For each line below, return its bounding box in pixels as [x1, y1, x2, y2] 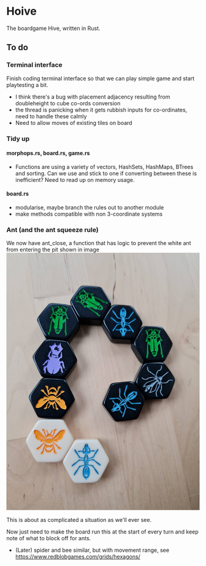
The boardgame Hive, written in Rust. [6, 25, 101, 32]
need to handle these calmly [15, 112, 87, 120]
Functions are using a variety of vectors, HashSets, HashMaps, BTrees [15, 163, 194, 170]
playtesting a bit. [6, 81, 48, 88]
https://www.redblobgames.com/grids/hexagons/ [15, 553, 141, 560]
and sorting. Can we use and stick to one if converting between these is [15, 170, 197, 177]
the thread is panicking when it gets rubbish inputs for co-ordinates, [15, 106, 188, 113]
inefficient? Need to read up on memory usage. [15, 176, 135, 183]
